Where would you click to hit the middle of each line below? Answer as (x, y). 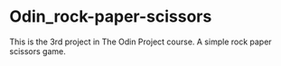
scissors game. (37, 51)
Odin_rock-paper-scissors (111, 17)
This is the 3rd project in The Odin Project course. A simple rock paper (141, 42)
